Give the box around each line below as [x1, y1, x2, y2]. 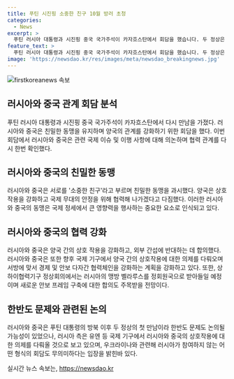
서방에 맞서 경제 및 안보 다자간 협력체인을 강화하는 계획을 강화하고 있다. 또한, [7, 263, 216, 272]
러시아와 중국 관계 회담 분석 [7, 98, 117, 110]
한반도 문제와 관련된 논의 [7, 303, 107, 315]
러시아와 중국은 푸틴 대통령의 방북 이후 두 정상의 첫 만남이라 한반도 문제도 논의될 [7, 323, 226, 332]
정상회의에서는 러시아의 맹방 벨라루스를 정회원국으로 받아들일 [43, 272, 210, 281]
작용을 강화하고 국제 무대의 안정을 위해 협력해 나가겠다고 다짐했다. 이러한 [7, 195, 205, 203]
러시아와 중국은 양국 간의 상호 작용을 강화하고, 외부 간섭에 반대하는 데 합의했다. [7, 246, 221, 255]
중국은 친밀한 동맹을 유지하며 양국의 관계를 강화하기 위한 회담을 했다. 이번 [25, 126, 226, 135]
